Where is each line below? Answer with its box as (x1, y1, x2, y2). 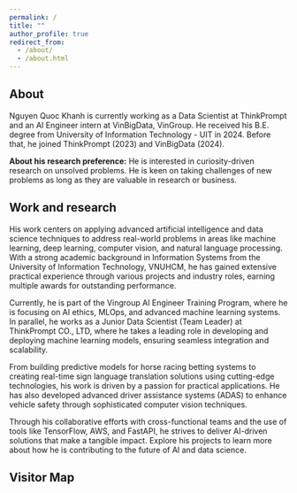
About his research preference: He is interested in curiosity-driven (9, 156, 255, 166)
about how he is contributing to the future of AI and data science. (9, 444, 247, 455)
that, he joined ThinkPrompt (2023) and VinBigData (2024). (9, 138, 225, 149)
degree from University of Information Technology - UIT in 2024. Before (9, 129, 271, 140)
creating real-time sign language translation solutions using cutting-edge (9, 371, 275, 381)
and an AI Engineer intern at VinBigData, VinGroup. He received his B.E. (9, 119, 270, 130)
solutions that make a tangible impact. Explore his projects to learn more (9, 435, 272, 445)
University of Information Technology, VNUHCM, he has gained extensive (9, 261, 277, 272)
